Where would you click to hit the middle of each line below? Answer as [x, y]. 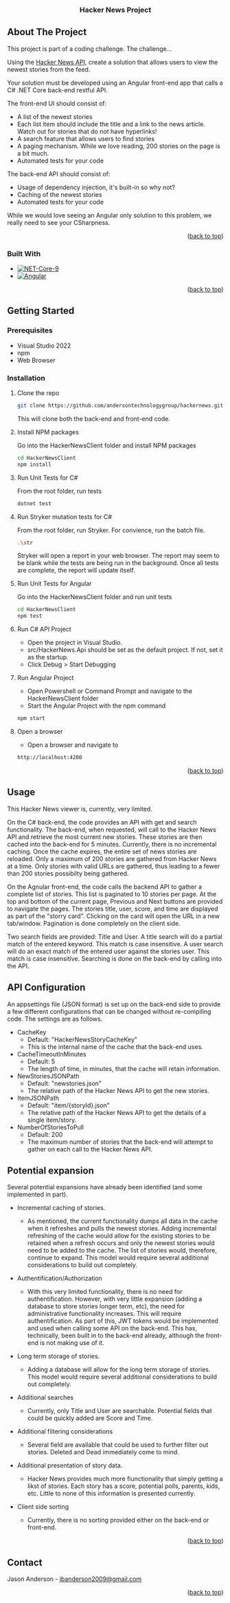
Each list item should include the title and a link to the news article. [111, 124]
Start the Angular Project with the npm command [96, 706]
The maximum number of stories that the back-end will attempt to [120, 1142]
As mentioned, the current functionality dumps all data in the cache [123, 1221]
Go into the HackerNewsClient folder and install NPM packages [107, 445]
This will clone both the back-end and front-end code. [93, 418]
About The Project [47, 32]
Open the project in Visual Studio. [75, 643]
